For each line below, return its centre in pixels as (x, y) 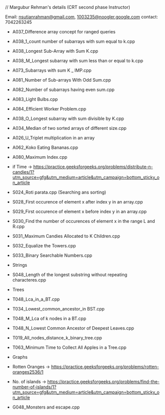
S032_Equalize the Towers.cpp (44, 246)
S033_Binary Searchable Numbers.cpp (52, 255)
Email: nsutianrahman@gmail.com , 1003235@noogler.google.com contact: (82, 17)
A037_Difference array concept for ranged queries (64, 32)
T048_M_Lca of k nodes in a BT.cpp (49, 318)
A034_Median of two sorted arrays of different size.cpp (69, 128)
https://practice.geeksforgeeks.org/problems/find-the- (103, 382)
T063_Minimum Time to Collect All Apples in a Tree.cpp (69, 347)
